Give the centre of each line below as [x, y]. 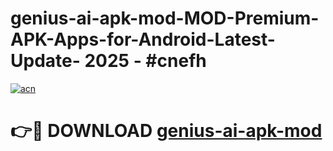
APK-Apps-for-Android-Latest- [143, 39]
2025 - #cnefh [145, 61]
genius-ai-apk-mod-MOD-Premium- [165, 18]
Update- [45, 61]
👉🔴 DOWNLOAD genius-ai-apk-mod [166, 131]
